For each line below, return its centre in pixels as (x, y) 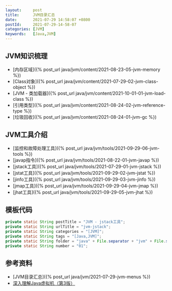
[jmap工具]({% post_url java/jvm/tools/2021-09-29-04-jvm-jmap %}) (85, 186)
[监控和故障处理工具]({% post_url (48, 148)
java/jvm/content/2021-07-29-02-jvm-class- (111, 81)
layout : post (24, 10)
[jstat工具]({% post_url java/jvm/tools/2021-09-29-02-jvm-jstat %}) (84, 173)
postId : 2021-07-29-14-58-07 (41, 24)
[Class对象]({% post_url (38, 81)
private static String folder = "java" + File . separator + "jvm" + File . (86, 241)
